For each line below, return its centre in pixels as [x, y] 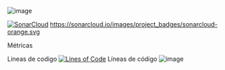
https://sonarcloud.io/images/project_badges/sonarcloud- [134, 24]
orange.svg [24, 32]
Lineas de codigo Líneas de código [82, 59]
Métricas [20, 45]
